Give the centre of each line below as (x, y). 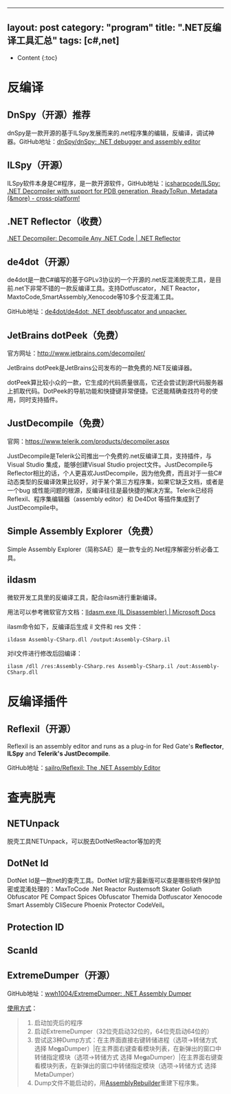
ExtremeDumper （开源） (61, 975)
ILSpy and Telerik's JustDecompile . (59, 753)
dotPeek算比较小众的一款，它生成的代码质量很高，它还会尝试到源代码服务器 (115, 383)
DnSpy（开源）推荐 (49, 115)
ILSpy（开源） (38, 165)
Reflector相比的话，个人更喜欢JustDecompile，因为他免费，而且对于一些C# (114, 473)
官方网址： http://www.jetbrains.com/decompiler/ (76, 353)
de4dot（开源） (41, 262)
